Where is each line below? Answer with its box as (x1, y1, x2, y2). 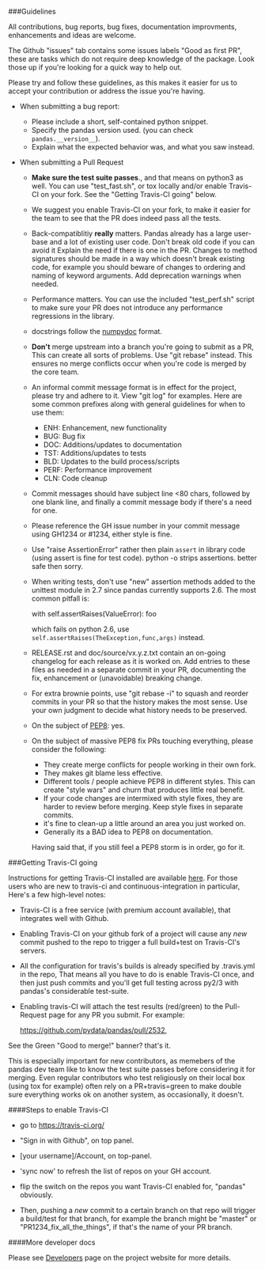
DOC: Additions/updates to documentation (43, 440, 182, 449)
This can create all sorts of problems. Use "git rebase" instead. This (31, 351, 253, 359)
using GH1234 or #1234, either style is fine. (31, 529, 172, 539)
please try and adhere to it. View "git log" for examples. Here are (31, 391, 243, 400)
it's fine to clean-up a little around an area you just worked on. (43, 819, 246, 828)
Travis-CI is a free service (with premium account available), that (19, 905, 231, 915)
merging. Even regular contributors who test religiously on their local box (8, 1073, 245, 1082)
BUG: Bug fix (43, 431, 85, 441)
